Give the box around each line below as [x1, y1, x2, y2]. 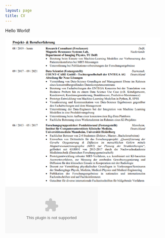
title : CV [5, 13, 26, 18]
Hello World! [5, 27, 31, 33]
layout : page [5, 8, 32, 13]
